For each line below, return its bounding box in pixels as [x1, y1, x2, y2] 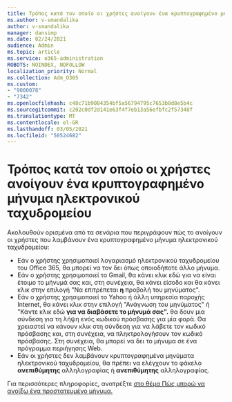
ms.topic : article [7, 49, 60, 56]
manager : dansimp [7, 29, 57, 37]
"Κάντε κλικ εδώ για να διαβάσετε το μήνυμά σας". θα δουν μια [17, 308, 205, 316]
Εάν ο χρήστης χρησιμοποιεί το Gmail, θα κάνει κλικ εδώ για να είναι [17, 271, 216, 279]
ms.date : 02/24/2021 [7, 36, 67, 43]
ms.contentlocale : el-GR [7, 119, 79, 126]
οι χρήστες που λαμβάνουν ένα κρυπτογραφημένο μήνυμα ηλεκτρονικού [7, 236, 218, 244]
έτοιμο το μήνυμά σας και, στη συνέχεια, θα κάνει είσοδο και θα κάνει [17, 279, 220, 287]
